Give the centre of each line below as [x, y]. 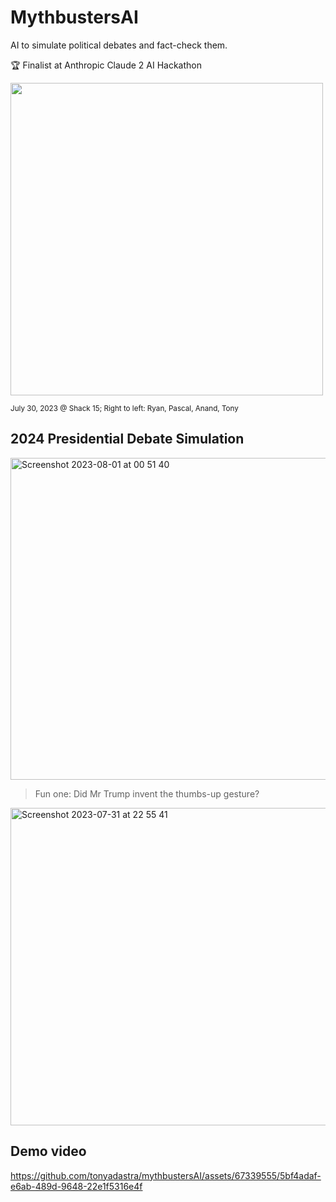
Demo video [48, 1151]
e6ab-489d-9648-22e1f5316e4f [76, 1186]
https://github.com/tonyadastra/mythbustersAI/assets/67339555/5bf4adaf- [166, 1175]
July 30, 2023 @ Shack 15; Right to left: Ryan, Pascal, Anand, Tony [124, 408]
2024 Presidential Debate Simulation [127, 439]
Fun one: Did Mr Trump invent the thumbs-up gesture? [147, 793]
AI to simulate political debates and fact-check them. [119, 45]
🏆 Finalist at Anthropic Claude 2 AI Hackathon [106, 65]
